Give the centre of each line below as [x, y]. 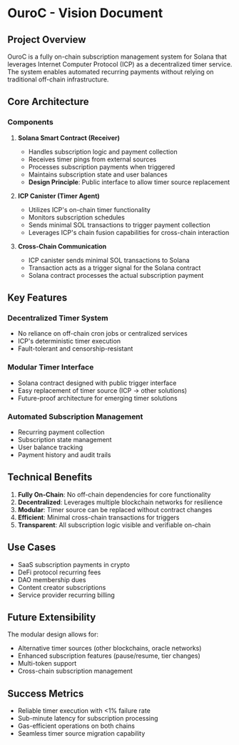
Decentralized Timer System [58, 318]
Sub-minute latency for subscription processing [88, 719]
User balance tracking [50, 447]
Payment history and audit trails [64, 454]
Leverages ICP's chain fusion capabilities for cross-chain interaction [129, 232]
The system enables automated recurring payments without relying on [111, 72]
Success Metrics [46, 693]
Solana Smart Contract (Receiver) [68, 138]
